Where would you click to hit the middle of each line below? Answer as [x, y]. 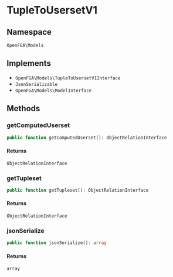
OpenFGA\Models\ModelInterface [53, 91]
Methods [23, 109]
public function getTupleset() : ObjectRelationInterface [78, 190]
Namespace [29, 32]
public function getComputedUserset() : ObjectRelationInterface [87, 138]
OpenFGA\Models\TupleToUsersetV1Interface [68, 78]
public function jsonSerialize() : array [57, 243]
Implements [29, 63]
